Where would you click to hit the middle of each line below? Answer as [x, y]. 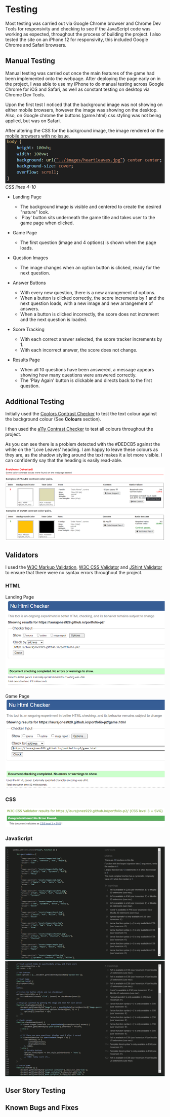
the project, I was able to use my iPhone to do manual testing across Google [84, 84]
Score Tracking [28, 329]
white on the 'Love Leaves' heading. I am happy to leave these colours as [82, 449]
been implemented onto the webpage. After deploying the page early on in [83, 78]
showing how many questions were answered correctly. [78, 375]
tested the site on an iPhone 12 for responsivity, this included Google [77, 40]
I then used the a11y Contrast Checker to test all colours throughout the [79, 429]
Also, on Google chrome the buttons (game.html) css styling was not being [83, 115]
